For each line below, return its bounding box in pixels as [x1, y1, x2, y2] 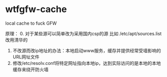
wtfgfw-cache [5, 4, 67, 15]
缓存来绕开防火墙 [12, 66, 49, 72]
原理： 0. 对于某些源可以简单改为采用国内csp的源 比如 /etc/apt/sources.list [5, 30, 162, 36]
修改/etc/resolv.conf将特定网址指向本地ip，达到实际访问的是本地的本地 [12, 60, 161, 66]
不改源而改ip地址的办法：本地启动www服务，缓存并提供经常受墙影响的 [12, 47, 161, 53]
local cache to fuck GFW [5, 20, 57, 26]
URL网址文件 [12, 54, 40, 60]
